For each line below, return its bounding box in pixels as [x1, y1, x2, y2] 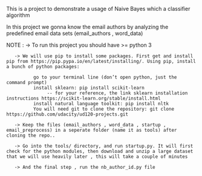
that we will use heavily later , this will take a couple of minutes [6, 154, 188, 160]
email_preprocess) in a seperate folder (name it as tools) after [6, 127, 177, 133]
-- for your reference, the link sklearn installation [47, 90, 188, 96]
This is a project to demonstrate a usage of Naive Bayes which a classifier [6, 5, 191, 12]
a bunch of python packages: [6, 64, 80, 70]
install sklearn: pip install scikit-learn [33, 85, 145, 91]
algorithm [6, 11, 30, 19]
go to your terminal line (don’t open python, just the [33, 74, 177, 80]
